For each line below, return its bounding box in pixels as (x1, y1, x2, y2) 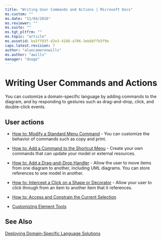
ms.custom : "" (5, 12, 34, 16)
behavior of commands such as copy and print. (12, 136, 106, 142)
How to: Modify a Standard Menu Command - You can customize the (12, 131, 150, 136)
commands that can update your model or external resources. (12, 151, 136, 156)
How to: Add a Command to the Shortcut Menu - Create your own (12, 145, 143, 151)
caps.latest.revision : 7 (5, 43, 55, 48)
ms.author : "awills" (5, 52, 47, 57)
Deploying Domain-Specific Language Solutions (5, 230, 101, 236)
